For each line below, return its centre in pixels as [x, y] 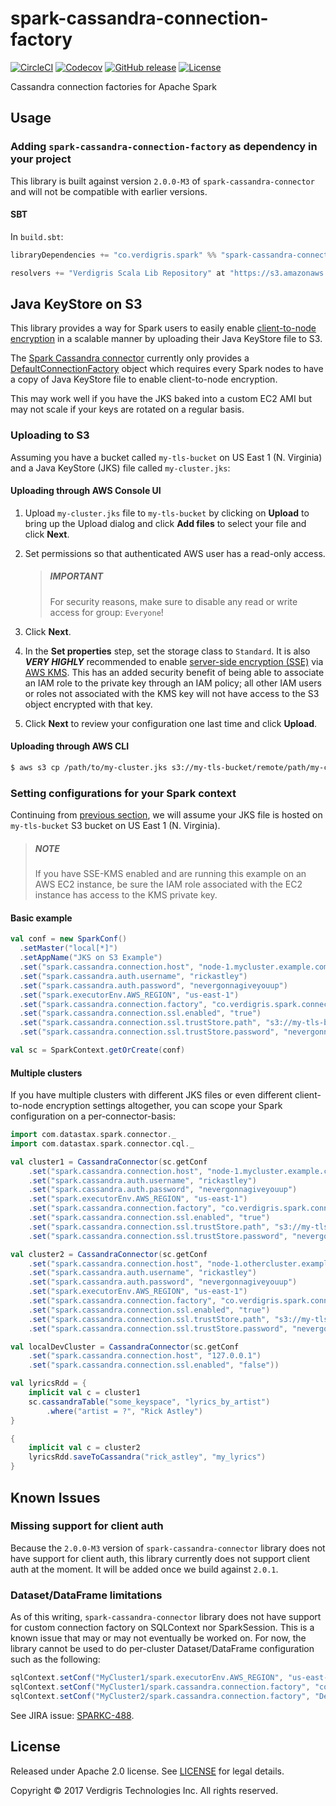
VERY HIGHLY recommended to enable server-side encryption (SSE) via [174, 661]
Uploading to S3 [50, 435]
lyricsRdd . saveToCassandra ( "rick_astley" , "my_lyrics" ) [147, 1457]
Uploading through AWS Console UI [86, 491]
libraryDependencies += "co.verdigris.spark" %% [113, 255]
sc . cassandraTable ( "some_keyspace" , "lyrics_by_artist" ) [149, 1402]
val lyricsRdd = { [48, 1383]
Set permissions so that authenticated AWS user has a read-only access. [175, 553]
